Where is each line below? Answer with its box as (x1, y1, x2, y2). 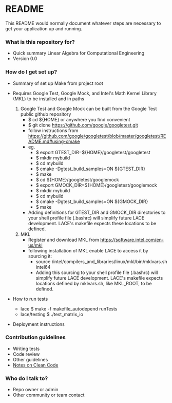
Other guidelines (12, 356, 48, 362)
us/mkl (28, 242, 43, 248)
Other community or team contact (12, 392, 85, 398)
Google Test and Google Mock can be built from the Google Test (20, 105, 157, 112)
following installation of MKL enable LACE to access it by (28, 247, 148, 253)
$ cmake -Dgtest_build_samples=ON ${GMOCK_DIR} (35, 198, 148, 205)
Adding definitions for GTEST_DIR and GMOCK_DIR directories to (28, 209, 166, 215)
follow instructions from (28, 127, 79, 134)
